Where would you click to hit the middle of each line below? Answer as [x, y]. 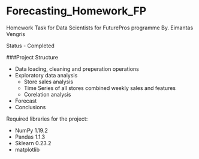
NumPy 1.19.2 [31, 130]
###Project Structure [32, 57]
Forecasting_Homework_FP [76, 11]
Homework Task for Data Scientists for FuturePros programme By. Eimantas [100, 28]
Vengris [16, 34]
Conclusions [30, 107]
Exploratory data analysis [46, 75]
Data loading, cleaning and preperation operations [77, 69]
